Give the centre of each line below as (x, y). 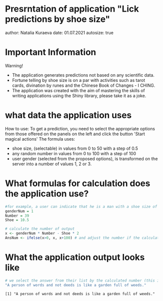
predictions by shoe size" (58, 19)
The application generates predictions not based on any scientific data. (83, 75)
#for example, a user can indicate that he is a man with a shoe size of (81, 206)
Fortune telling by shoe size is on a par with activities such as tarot (79, 80)
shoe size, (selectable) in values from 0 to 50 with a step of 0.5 (75, 148)
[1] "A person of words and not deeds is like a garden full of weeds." (80, 294)
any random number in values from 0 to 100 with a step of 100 (74, 153)
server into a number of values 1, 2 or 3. (52, 164)
